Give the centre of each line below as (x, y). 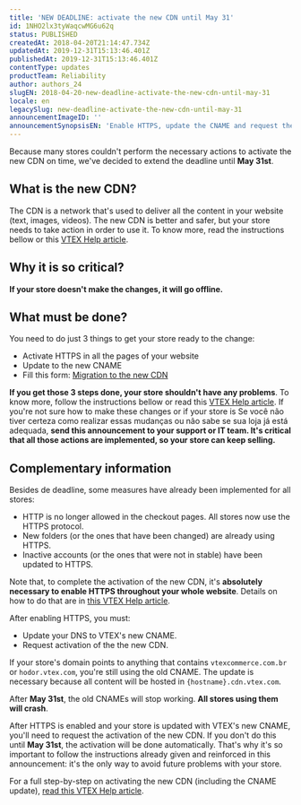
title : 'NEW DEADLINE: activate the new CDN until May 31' (122, 17)
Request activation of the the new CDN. (95, 645)
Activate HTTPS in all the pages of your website (111, 356)
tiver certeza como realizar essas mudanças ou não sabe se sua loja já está (149, 421)
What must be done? (69, 318)
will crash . (29, 708)
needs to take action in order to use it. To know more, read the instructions (147, 229)
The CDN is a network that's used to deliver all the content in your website (146, 211)
